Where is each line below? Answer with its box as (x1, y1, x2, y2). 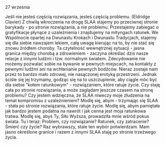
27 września (5, 4, 30, 10)
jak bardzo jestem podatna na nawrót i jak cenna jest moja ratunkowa (5, 108, 146, 114)
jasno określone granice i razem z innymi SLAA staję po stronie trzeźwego (5, 129, 156, 135)
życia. (5, 134, 17, 140)
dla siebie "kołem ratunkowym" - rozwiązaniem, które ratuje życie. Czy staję (5, 82, 161, 88)
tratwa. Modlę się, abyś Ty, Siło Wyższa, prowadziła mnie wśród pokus (5, 113, 150, 119)
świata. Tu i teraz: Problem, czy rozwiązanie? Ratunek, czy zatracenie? (5, 118, 149, 124)
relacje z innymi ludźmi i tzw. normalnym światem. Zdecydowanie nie (5, 56, 146, 61)
